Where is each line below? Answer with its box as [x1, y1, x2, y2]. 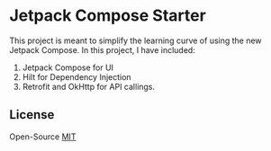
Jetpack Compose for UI [22, 62, 114, 73]
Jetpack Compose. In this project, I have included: [9, 44, 195, 55]
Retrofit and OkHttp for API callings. [22, 81, 156, 92]
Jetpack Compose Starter [9, 5, 207, 26]
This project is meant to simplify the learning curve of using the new [9, 35, 263, 46]
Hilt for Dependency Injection [22, 71, 132, 82]
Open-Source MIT [9, 131, 77, 142]
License [9, 107, 55, 122]
